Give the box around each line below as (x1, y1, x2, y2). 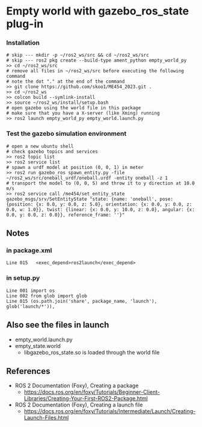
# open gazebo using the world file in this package (6, 105, 141, 111)
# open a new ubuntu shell (6, 143, 74, 149)
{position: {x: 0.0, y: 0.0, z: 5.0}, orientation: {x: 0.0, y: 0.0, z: (6, 201, 192, 207)
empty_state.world (14, 342, 61, 349)
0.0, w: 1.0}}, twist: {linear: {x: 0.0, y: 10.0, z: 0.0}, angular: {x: (6, 206, 195, 212)
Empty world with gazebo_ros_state (6, 4, 189, 18)
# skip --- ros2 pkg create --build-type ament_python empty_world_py (6, 57, 187, 64)
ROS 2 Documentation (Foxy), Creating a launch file (14, 401, 143, 408)
